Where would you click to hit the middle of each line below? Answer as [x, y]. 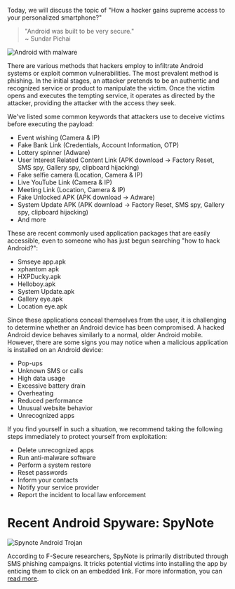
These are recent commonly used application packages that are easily [109, 233]
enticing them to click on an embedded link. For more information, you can [115, 571]
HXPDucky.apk [39, 277]
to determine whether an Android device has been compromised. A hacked [116, 327]
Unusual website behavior [55, 408]
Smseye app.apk [42, 262]
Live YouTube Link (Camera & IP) [65, 182]
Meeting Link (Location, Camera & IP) [72, 190]
